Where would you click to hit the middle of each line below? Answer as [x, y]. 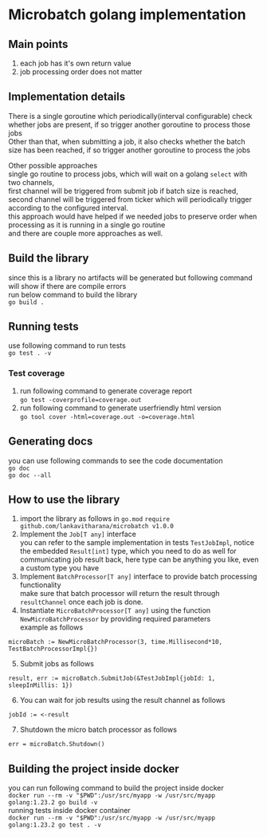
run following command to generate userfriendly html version [120, 408]
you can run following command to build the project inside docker [116, 788]
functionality [40, 585]
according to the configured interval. [69, 207]
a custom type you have [59, 568]
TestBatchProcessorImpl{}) [53, 649]
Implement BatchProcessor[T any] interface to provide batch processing [138, 577]
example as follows [51, 627]
